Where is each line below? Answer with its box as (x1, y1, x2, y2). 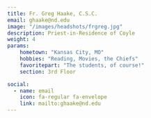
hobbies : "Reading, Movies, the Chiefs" (19, 56, 138, 62)
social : (7, 81, 30, 87)
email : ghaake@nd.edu (7, 17, 70, 24)
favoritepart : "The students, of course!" (19, 62, 145, 69)
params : (7, 42, 30, 49)
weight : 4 (7, 36, 36, 43)
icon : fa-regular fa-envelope (19, 94, 108, 101)
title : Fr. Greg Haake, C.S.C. (7, 10, 98, 17)
